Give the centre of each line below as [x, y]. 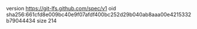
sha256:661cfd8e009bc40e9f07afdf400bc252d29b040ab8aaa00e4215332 [99, 14]
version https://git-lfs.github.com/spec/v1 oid [61, 8]
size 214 [47, 21]
